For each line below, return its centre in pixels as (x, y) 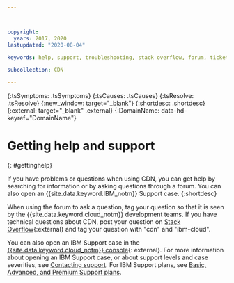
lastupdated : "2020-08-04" (46, 45)
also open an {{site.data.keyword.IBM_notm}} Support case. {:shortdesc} (112, 194)
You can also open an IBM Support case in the (74, 243)
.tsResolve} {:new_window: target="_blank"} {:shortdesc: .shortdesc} (106, 103)
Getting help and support (81, 146)
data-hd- (174, 111)
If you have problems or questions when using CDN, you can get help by (111, 179)
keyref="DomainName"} (42, 118)
